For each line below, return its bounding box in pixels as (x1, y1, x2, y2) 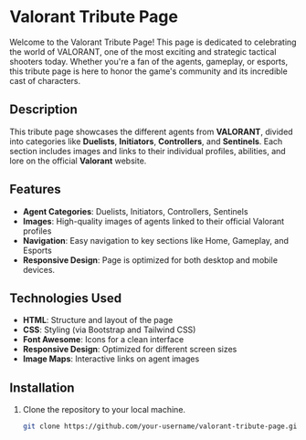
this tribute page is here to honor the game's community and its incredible (9, 66, 288, 77)
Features (9, 182, 61, 197)
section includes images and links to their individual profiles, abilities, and (9, 145, 286, 156)
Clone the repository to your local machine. (22, 404, 185, 415)
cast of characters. (9, 75, 80, 86)
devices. (22, 264, 56, 275)
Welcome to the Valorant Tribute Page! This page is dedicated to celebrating (9, 37, 297, 47)
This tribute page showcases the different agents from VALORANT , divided (9, 126, 294, 137)
